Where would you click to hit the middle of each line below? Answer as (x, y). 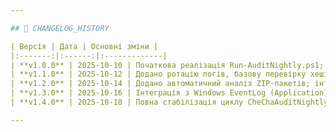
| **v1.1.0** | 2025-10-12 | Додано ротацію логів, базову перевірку (158, 74)
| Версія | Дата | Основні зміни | (84, 46)
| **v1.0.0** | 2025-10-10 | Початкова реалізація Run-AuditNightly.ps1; (167, 65)
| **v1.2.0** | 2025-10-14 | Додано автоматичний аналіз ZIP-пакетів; (160, 84)
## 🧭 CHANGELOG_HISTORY (60, 28)
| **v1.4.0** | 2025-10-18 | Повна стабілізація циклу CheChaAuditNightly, (171, 102)
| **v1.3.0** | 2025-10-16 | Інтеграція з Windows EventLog (138, 93)
